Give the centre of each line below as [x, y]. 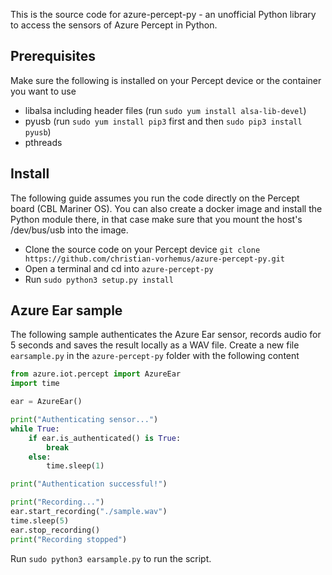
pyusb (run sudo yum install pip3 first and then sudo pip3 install [163, 121]
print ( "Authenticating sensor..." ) [84, 420]
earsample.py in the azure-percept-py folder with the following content [155, 356]
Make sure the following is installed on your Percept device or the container [166, 80]
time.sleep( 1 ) [75, 466]
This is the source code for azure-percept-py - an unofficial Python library [163, 14]
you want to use [43, 91]
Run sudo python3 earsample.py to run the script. [111, 558]
